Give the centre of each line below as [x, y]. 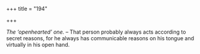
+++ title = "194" [27, 9]
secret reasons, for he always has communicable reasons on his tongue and [100, 38]
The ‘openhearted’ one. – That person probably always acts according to [96, 32]
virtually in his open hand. [38, 45]
